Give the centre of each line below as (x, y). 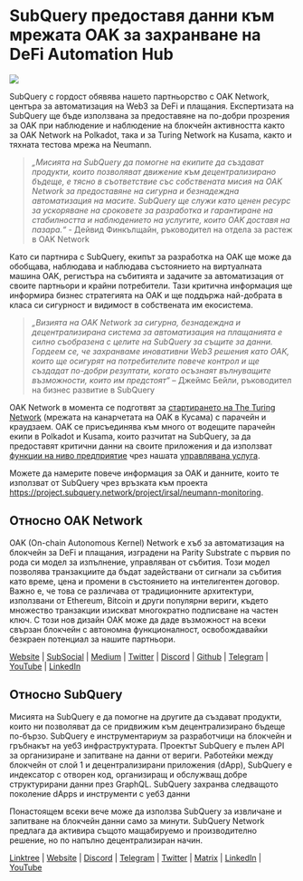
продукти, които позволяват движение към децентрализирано (154, 171)
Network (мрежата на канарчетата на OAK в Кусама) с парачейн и (138, 417)
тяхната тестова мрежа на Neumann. (80, 144)
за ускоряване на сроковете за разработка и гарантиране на (152, 210)
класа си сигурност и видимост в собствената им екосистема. (131, 305)
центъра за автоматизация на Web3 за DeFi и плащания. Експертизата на (151, 106)
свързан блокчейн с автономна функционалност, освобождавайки (139, 629)
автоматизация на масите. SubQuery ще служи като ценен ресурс (161, 200)
